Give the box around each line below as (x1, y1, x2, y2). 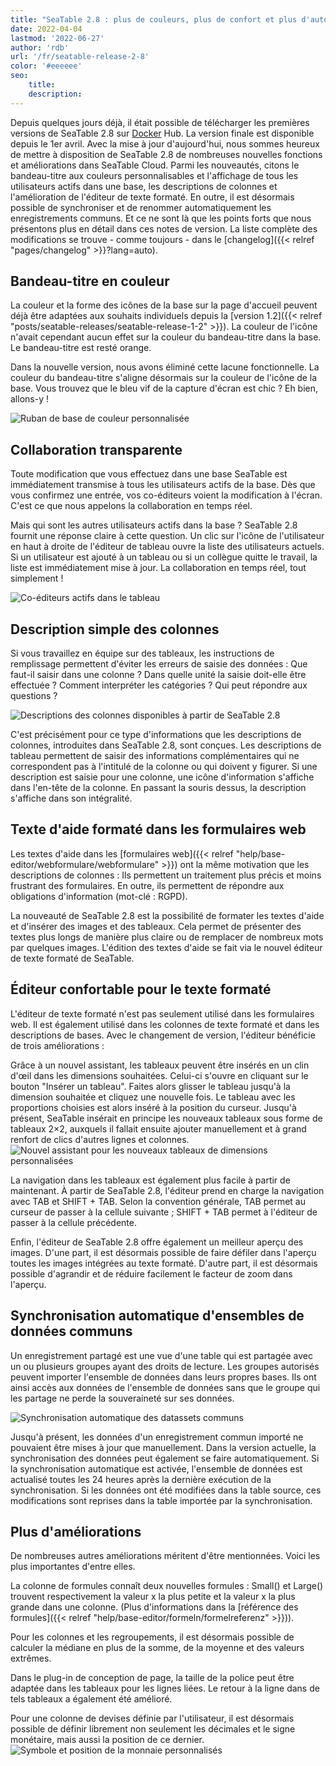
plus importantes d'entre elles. (10, 1561, 136, 1573)
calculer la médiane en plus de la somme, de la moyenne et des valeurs (10, 1642, 305, 1654)
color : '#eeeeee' (10, 61, 83, 71)
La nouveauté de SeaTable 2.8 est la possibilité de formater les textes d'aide (10, 909, 325, 921)
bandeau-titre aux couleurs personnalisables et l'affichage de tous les (10, 169, 299, 181)
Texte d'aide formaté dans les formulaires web (10, 821, 307, 838)
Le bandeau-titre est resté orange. (10, 342, 152, 354)
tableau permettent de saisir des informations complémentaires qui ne (10, 750, 300, 762)
